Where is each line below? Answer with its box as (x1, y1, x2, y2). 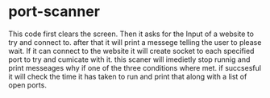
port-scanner (8, 2, 101, 21)
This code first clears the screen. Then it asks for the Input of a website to (8, 29, 254, 39)
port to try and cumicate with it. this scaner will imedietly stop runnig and (8, 55, 251, 64)
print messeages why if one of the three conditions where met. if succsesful (8, 63, 262, 72)
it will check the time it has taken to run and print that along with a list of (8, 71, 247, 81)
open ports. (8, 80, 47, 90)
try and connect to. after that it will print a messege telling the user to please (8, 37, 262, 47)
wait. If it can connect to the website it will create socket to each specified (8, 46, 255, 55)
